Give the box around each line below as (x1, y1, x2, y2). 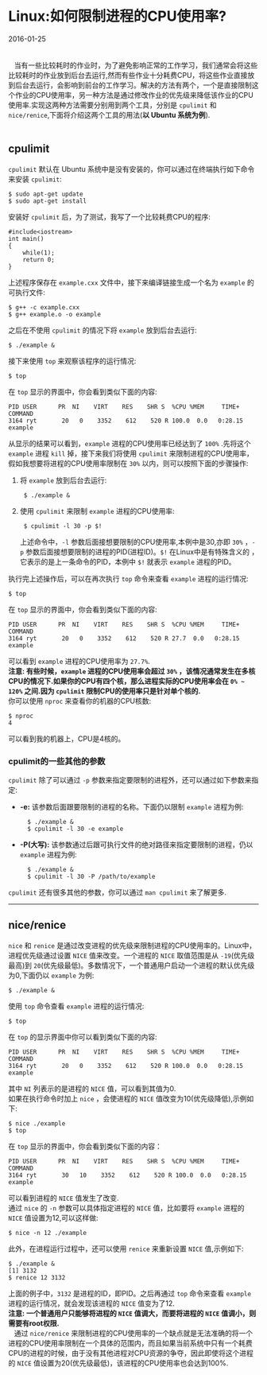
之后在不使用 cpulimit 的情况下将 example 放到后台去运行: (8, 325, 197, 335)
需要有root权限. (8, 1318, 60, 1328)
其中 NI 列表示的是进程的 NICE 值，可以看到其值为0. (8, 1083, 176, 1093)
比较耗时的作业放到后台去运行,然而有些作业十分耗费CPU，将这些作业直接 (8, 70, 248, 80)
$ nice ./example (8, 1119, 66, 1128)
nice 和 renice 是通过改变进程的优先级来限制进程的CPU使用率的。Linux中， (8, 940, 257, 950)
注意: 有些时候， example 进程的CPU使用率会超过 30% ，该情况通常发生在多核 (8, 666, 256, 676)
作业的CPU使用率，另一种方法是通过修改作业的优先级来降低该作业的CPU (14, 90, 254, 99)
